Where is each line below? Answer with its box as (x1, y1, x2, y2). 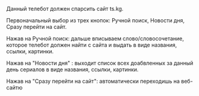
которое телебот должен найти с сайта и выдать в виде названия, (6, 42, 177, 48)
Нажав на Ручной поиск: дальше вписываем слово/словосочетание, (6, 35, 185, 42)
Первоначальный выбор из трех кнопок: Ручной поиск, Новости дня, (6, 17, 185, 24)
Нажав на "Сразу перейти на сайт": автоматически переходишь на (6, 78, 180, 85)
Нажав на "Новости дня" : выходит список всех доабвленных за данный (6, 60, 194, 66)
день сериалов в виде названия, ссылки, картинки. (6, 66, 139, 73)
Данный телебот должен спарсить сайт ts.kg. (6, 5, 124, 12)
